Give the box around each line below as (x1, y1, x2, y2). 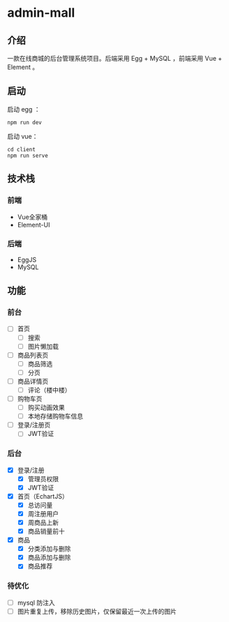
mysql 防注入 (17, 598, 55, 607)
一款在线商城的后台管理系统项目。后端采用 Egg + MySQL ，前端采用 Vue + (7, 54, 223, 62)
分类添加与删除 (27, 545, 71, 553)
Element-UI (17, 220, 50, 229)
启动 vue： (7, 132, 38, 140)
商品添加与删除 (27, 553, 71, 562)
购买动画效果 (27, 403, 65, 412)
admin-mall (7, 5, 75, 21)
